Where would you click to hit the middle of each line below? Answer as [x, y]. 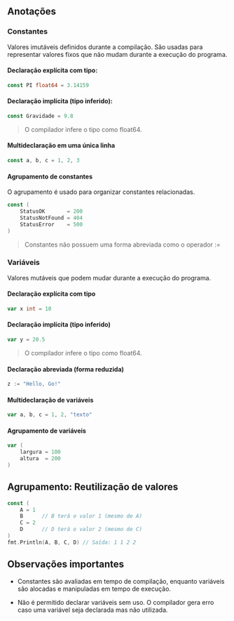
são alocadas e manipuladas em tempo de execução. [94, 589]
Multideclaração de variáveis [50, 400]
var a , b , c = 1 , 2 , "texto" [50, 415]
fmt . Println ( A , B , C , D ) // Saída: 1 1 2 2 [72, 542]
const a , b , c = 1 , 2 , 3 [43, 161]
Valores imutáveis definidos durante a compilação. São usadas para [105, 47]
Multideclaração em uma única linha [61, 145]
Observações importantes [66, 564]
